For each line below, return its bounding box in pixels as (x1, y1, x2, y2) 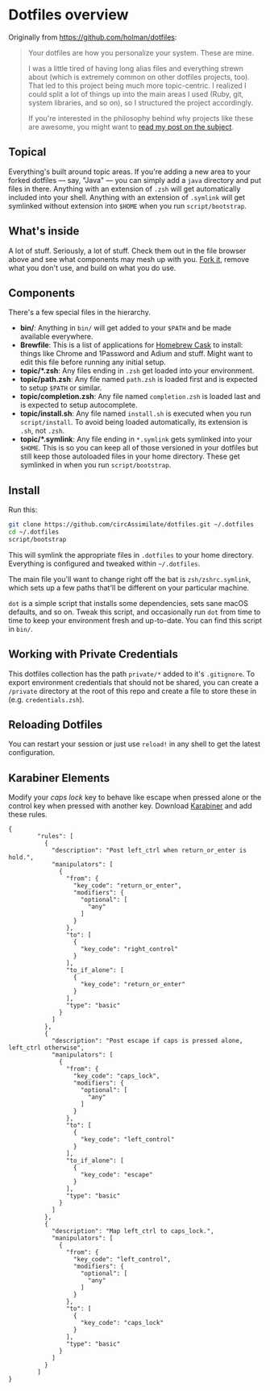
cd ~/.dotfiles (8, 528, 60, 537)
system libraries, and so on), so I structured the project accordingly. (27, 98, 254, 107)
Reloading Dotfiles (8, 718, 103, 732)
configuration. (8, 748, 55, 758)
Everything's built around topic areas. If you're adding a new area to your (8, 167, 251, 176)
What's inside (8, 224, 80, 239)
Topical (8, 145, 47, 159)
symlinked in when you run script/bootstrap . (19, 460, 172, 470)
